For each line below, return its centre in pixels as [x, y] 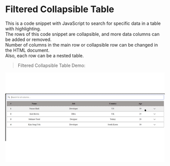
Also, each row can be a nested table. [45, 55]
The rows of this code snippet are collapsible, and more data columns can [82, 34]
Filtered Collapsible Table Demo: [51, 65]
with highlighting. [23, 28]
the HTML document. [27, 50]
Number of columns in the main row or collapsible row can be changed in [82, 45]
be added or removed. [28, 39]
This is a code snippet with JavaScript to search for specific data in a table [83, 23]
